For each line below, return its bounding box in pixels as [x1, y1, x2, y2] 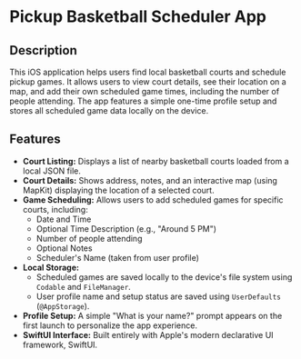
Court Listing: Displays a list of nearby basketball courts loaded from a [22, 155, 289, 166]
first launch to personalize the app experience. [22, 320, 198, 331]
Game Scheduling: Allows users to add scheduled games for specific [22, 194, 284, 205]
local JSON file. [22, 165, 82, 176]
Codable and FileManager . [35, 281, 132, 292]
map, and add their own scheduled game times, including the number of [9, 86, 280, 96]
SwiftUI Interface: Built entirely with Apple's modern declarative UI [22, 329, 275, 340]
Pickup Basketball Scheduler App [9, 6, 266, 27]
